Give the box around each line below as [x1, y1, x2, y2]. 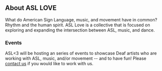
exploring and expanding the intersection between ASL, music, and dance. [5, 27, 155, 33]
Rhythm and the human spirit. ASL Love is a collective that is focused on [5, 22, 150, 28]
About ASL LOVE [5, 4, 57, 12]
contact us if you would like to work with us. [5, 61, 94, 67]
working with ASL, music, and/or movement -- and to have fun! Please [5, 55, 146, 61]
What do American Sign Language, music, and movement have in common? [5, 17, 158, 22]
